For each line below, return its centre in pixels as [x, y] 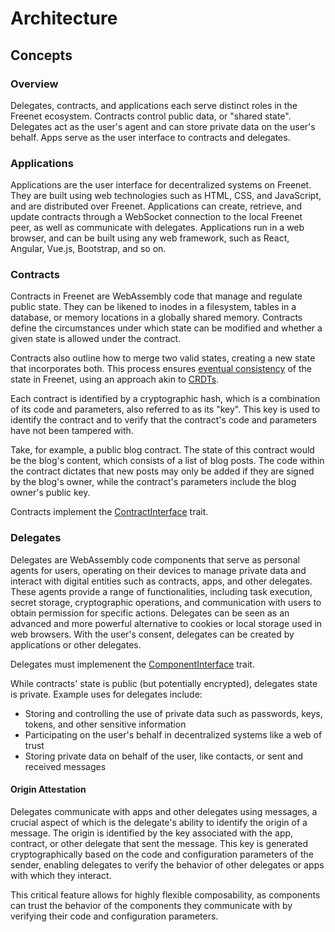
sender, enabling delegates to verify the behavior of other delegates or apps [167, 864]
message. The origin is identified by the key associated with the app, [152, 833]
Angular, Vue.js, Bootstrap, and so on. [88, 249]
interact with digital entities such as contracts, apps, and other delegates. [161, 581]
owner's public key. [50, 493]
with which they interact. [61, 875]
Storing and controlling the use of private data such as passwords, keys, [173, 713]
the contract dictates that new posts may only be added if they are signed [162, 471]
